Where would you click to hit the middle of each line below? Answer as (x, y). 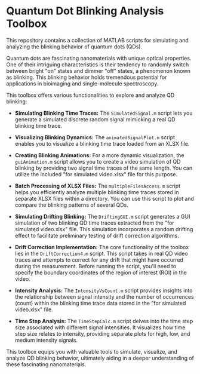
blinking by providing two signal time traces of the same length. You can (104, 168)
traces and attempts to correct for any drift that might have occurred (99, 260)
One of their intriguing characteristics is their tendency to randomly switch (98, 65)
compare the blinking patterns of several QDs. (71, 205)
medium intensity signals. (46, 340)
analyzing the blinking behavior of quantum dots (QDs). (74, 47)
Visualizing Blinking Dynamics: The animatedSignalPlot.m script (95, 137)
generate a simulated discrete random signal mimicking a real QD (95, 119)
